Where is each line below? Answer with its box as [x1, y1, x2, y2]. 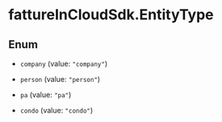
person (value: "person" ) [19, 75, 101, 83]
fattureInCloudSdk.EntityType [8, 6, 214, 24]
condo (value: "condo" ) [19, 106, 94, 115]
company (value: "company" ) [19, 59, 107, 68]
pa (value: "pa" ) [19, 90, 72, 100]
